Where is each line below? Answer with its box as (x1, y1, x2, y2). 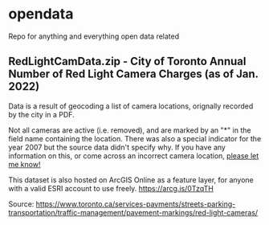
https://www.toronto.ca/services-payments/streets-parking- (35, 198, 236, 209)
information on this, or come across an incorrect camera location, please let (8, 150, 259, 161)
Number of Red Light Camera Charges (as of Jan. (8, 67, 259, 81)
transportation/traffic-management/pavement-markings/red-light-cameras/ (8, 207, 259, 217)
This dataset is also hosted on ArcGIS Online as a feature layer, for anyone (8, 174, 255, 185)
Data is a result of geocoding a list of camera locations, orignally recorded (8, 101, 254, 111)
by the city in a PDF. (8, 109, 75, 119)
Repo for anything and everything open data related (8, 31, 180, 41)
